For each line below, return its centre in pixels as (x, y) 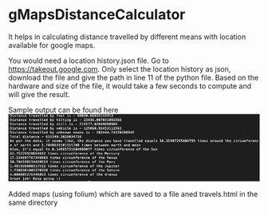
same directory (33, 203)
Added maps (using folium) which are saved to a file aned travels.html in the (133, 194)
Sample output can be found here (63, 110)
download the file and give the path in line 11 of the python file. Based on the (134, 77)
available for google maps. (52, 45)
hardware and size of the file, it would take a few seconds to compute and (130, 86)
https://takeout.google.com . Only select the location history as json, (120, 68)
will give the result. (39, 94)
